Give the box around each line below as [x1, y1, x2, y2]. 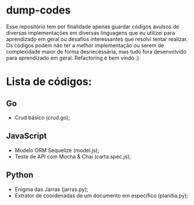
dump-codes [6, 4, 71, 17]
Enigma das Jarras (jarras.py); [14, 186, 88, 193]
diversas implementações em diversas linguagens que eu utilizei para [6, 29, 175, 36]
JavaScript [6, 131, 47, 141]
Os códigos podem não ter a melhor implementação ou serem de [6, 42, 164, 49]
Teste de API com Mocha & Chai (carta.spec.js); [14, 153, 131, 160]
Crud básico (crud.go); [14, 114, 71, 121]
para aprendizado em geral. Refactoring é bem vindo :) [6, 54, 140, 61]
